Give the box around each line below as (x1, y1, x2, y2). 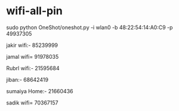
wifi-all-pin (6, 4, 63, 18)
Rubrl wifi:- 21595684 (6, 64, 60, 72)
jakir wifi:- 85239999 (6, 42, 58, 49)
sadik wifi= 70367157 (6, 99, 58, 106)
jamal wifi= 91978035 (6, 53, 59, 60)
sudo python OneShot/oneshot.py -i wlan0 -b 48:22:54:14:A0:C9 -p (6, 24, 173, 31)
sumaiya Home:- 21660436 (6, 87, 73, 94)
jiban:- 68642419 (6, 76, 49, 83)
